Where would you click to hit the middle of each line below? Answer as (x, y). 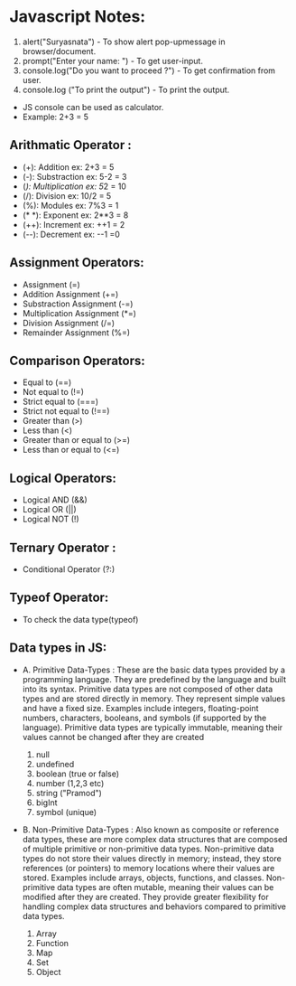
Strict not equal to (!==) (66, 411)
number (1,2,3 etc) (70, 783)
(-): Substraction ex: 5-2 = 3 (74, 176)
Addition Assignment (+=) (70, 294)
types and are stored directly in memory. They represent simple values (154, 699)
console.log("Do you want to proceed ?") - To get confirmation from (149, 70)
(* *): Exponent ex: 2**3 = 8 (75, 215)
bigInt (46, 803)
